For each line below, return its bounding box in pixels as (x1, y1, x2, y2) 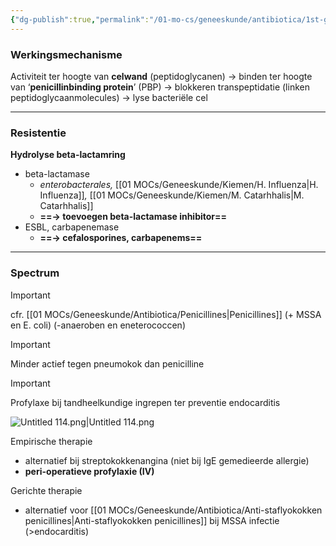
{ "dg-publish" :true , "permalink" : (10, 14, 150, 25)
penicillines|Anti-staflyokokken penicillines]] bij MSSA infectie (24, 514, 280, 526)
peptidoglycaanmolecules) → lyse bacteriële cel (10, 91, 208, 103)
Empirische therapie (10, 435, 93, 447)
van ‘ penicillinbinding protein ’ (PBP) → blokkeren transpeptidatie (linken (10, 81, 310, 93)
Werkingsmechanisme (10, 47, 123, 61)
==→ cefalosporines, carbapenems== (39, 232, 203, 244)
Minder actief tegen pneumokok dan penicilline (10, 357, 205, 370)
